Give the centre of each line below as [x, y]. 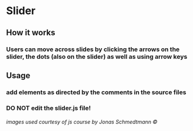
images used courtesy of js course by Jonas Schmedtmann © [82, 122]
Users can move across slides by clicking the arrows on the [93, 49]
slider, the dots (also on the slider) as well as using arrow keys [97, 56]
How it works [31, 33]
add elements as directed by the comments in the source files [96, 92]
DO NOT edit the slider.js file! [49, 108]
